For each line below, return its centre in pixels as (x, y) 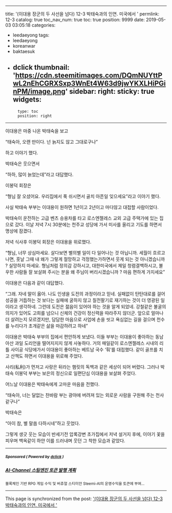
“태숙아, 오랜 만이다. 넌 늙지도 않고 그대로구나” (52, 142)
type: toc (28, 111)
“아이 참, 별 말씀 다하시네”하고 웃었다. (43, 423)
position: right (35, 116)
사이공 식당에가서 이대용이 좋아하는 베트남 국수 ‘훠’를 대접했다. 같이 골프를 (84, 349)
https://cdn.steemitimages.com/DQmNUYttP (89, 76)
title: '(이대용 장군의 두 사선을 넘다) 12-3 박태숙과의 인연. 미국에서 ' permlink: (82, 14)
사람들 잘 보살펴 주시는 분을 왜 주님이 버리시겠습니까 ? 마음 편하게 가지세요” (90, 272)
